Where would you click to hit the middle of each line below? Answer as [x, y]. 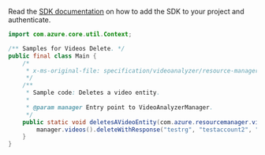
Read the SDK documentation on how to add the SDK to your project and [126, 11]
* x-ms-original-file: [63, 70]
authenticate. [30, 20]
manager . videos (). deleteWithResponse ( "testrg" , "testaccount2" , [144, 130]
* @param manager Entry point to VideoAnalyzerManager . [119, 107]
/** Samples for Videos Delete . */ [67, 48]
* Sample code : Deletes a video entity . [93, 93]
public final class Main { [52, 56]
